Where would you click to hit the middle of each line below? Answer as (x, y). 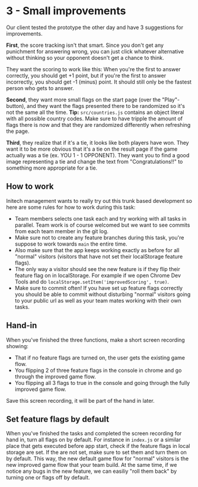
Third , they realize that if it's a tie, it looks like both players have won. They (98, 142)
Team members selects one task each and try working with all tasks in (100, 218)
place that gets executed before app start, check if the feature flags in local (98, 446)
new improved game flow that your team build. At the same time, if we (92, 465)
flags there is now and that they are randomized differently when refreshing (98, 125)
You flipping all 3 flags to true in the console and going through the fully (102, 383)
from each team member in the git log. (61, 231)
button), (16, 106)
